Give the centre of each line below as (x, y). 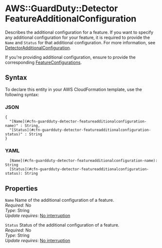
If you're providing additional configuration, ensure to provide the (70, 57)
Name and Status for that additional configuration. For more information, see (80, 42)
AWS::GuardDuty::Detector (62, 9)
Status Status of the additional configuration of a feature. (62, 225)
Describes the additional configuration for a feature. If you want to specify (79, 32)
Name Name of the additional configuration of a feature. (60, 200)
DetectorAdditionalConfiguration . (38, 48)
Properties (21, 188)
